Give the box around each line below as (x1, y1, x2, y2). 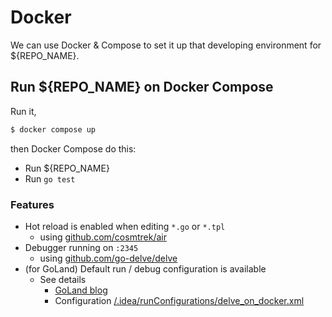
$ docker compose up (10, 124, 97, 135)
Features (10, 197, 55, 211)
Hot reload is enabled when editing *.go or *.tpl (24, 220, 226, 232)
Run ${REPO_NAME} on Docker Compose (10, 79, 274, 96)
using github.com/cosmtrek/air (39, 231, 167, 243)
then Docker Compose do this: (10, 142, 137, 155)
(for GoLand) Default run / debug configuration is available (24, 262, 267, 275)
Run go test (24, 172, 76, 185)
